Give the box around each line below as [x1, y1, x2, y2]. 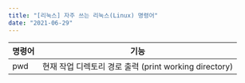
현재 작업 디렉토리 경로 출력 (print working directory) [42, 61, 234, 72]
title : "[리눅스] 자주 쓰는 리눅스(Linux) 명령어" [8, 11, 158, 20]
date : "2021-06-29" [8, 19, 73, 27]
